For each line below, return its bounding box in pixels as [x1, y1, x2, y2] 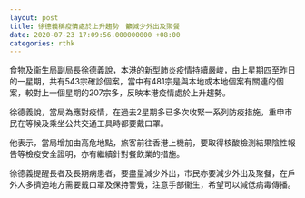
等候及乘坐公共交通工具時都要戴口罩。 [25, 118, 169, 129]
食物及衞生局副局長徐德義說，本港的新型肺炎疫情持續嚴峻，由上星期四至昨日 [9, 64, 296, 75]
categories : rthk [9, 38, 75, 48]
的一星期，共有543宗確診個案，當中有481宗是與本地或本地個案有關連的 [9, 76, 277, 87]
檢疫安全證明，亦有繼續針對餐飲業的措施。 [25, 149, 184, 160]
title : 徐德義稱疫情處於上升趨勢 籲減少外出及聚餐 [9, 22, 180, 31]
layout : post [9, 13, 59, 23]
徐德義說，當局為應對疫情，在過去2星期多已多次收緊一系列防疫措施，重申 [9, 106, 285, 118]
